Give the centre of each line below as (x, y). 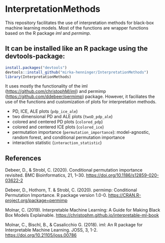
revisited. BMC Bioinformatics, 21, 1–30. (45, 175)
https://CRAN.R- (125, 195)
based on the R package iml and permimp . (48, 33)
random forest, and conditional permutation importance (68, 137)
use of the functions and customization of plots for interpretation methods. (81, 102)
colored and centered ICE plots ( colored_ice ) (58, 127)
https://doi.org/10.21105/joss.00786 (41, 235)
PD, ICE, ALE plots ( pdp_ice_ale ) (45, 111)
